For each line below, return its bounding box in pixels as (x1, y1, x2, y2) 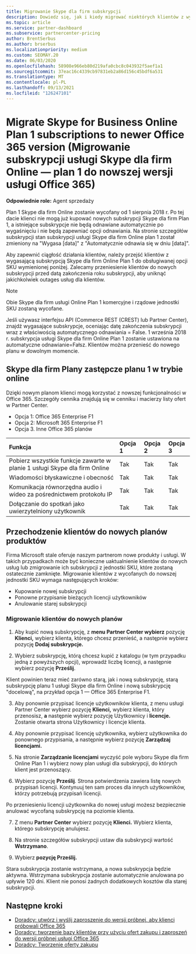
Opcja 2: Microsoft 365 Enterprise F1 (14, 419, 103, 426)
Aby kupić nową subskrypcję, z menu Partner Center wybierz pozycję (14, 628, 185, 635)
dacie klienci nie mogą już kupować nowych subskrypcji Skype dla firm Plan (6, 214, 190, 222)
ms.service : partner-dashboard (6, 25, 82, 31)
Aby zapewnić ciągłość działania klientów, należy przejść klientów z (6, 251, 169, 258)
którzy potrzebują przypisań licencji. (14, 789, 102, 797)
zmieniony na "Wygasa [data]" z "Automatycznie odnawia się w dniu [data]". (6, 240, 190, 247)
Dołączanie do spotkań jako (9, 499, 85, 507)
